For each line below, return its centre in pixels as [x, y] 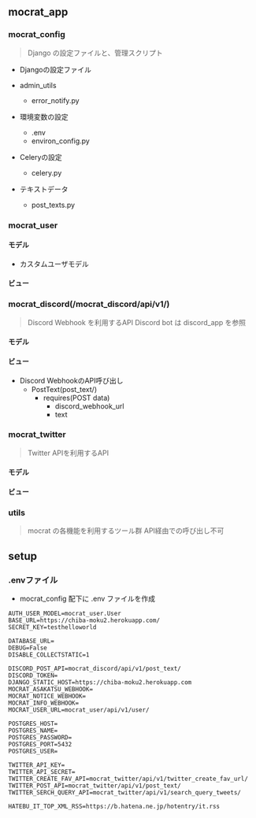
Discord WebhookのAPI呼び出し [71, 380]
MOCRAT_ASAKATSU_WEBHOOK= [50, 689]
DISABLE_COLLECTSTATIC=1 [49, 655]
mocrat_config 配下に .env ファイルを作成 [87, 598]
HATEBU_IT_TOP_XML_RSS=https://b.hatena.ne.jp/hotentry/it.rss [114, 806]
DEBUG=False [28, 648]
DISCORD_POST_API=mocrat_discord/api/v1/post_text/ [95, 668]
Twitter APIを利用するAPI [68, 453]
